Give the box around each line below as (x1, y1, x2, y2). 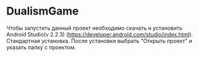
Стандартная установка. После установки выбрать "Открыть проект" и (6, 37, 193, 44)
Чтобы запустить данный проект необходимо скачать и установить (6, 24, 183, 32)
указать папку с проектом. (6, 44, 76, 51)
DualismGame (6, 4, 79, 18)
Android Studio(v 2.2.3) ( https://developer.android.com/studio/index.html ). (6, 30, 194, 38)
